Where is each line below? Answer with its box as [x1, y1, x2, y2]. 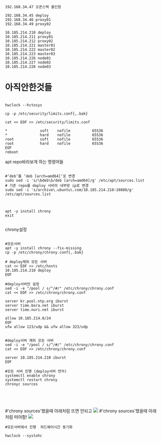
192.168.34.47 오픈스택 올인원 [5, 4, 61, 9]
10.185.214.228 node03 [5, 64, 51, 69]
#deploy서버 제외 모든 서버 [5, 338, 54, 343]
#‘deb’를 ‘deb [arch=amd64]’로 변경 [5, 174, 75, 179]
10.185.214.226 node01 [5, 56, 51, 60]
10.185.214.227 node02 [5, 60, 51, 65]
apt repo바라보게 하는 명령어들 [5, 159, 64, 164]
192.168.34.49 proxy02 [5, 21, 51, 26]
